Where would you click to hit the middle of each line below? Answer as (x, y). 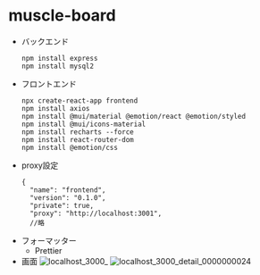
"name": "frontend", (68, 190)
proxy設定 (40, 165)
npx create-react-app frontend (80, 100)
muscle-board (63, 16)
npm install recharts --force (78, 132)
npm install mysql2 (58, 66)
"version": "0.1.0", (68, 197)
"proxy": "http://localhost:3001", (96, 213)
